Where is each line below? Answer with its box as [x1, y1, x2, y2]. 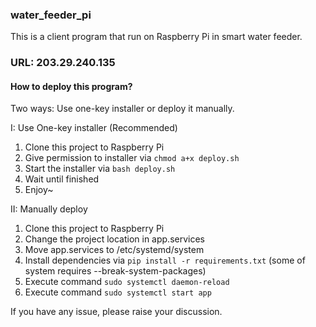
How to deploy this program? [10, 80, 133, 92]
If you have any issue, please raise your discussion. [10, 306, 223, 318]
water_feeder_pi [10, 8, 92, 22]
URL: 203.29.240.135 [10, 56, 116, 70]
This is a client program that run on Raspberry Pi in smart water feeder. [10, 31, 303, 43]
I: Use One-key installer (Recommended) [10, 122, 178, 134]
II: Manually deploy [10, 203, 88, 215]
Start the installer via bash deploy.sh [24, 163, 176, 175]
